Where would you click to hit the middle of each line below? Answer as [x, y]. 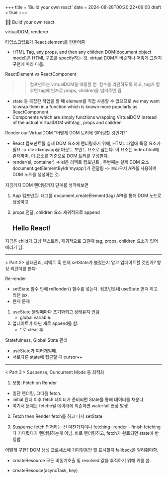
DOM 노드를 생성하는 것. [36, 174]
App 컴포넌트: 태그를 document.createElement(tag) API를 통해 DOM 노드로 [87, 195]
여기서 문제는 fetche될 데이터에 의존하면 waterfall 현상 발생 [70, 405]
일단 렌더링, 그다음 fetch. [37, 393]
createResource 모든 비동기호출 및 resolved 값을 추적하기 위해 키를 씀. [82, 460]
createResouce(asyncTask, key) [45, 470]
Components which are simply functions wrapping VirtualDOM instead [84, 117]
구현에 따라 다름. [28, 64]
